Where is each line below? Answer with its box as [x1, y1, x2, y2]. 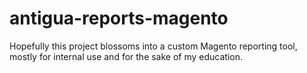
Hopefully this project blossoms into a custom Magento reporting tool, [9, 40, 298, 52]
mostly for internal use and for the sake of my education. [9, 50, 244, 62]
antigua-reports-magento [9, 7, 229, 30]
